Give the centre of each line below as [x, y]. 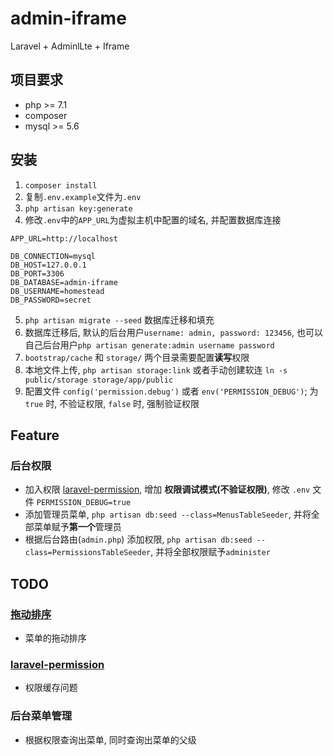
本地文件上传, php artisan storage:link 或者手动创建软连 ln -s [156, 369]
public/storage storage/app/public [99, 380]
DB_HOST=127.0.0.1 [48, 265]
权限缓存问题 [51, 688]
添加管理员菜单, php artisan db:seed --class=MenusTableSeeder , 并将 [168, 514]
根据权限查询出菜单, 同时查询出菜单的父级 [110, 739]
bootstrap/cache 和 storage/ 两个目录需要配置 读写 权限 [137, 357]
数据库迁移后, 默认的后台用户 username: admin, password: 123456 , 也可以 [174, 332]
